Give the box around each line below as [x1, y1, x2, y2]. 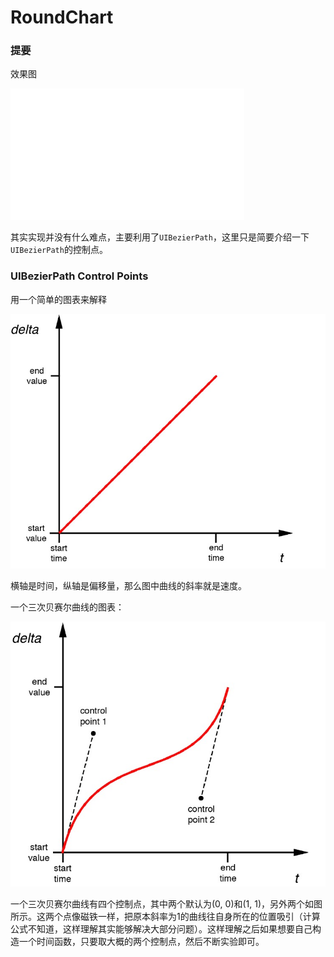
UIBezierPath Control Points [10, 269, 149, 283]
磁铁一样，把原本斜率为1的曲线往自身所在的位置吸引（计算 [79, 910, 321, 922]
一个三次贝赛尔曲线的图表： [10, 601, 125, 613]
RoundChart [10, 6, 114, 29]
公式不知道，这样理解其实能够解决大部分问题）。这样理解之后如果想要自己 [10, 922, 313, 935]
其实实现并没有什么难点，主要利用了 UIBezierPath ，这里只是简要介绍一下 [10, 231, 310, 243]
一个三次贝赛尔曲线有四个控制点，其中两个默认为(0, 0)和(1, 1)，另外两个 [10, 897, 306, 910]
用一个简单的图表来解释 [10, 293, 107, 305]
